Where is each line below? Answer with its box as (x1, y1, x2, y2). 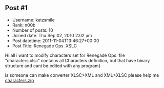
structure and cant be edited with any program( (5, 63, 101, 68)
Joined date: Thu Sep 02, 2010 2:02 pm (12, 32, 92, 38)
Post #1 (5, 4, 28, 12)
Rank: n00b (12, 22, 36, 28)
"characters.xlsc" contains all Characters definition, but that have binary (5, 57, 150, 63)
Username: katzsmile (12, 17, 55, 22)
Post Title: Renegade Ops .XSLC (12, 43, 77, 48)
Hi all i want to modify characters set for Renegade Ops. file (5, 52, 125, 58)
